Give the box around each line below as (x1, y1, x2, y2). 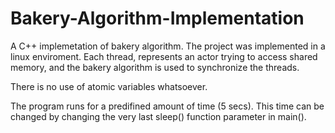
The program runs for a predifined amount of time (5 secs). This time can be (10, 100, 325, 112)
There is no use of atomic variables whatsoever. (10, 80, 208, 92)
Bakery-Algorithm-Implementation (10, 7, 305, 30)
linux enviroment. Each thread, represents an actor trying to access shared (10, 50, 318, 62)
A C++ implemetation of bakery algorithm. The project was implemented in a (10, 40, 326, 52)
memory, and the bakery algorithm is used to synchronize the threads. (10, 61, 300, 73)
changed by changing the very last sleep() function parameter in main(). (10, 110, 307, 122)
